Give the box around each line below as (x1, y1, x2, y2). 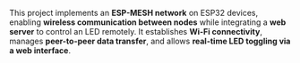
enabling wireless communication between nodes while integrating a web (9, 17, 287, 28)
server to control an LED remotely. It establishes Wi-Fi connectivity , (9, 27, 262, 36)
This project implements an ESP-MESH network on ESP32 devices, (9, 8, 259, 18)
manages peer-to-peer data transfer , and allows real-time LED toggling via (9, 35, 291, 46)
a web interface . (9, 45, 72, 56)
